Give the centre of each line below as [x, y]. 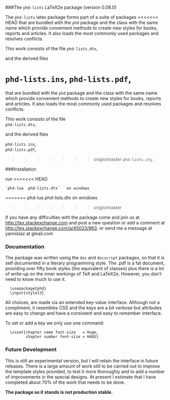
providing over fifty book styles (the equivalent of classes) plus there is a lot [85, 269]
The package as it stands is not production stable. [59, 392]
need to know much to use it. [36, 279]
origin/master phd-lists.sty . [124, 159]
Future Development [31, 350]
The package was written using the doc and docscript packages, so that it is [85, 258]
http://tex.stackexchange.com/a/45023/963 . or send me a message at [79, 228]
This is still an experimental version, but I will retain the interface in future [82, 360]
